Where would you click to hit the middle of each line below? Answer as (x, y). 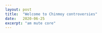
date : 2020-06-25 (25, 18)
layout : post (18, 9)
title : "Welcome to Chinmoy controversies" (51, 14)
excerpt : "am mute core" (30, 23)
